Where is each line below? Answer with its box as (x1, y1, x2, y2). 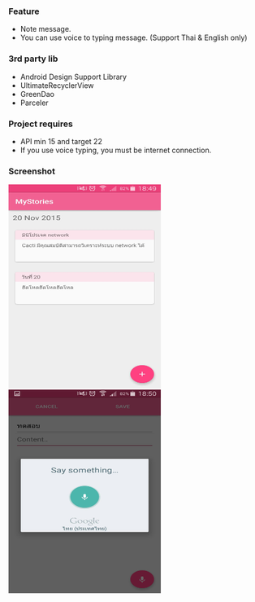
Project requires (8, 118, 73, 130)
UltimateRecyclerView (19, 80, 95, 90)
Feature (8, 6, 40, 17)
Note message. (19, 24, 71, 34)
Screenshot (8, 165, 55, 177)
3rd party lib (8, 53, 58, 64)
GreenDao (19, 89, 55, 99)
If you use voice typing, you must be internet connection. (19, 145, 212, 155)
